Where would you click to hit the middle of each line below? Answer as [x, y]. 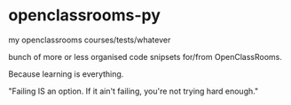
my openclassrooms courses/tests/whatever [90, 40]
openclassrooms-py [85, 15]
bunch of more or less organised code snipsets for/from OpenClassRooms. [145, 56]
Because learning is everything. [66, 74]
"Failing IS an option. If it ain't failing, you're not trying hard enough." [134, 91]
